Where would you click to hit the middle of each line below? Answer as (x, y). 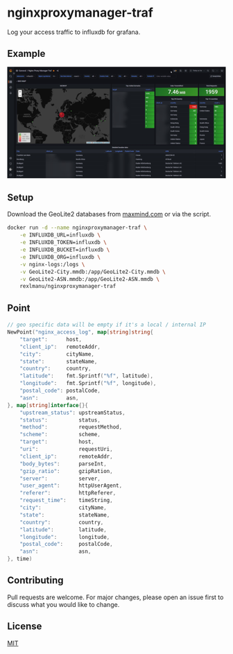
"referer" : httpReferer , (68, 493)
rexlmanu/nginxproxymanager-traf (68, 286)
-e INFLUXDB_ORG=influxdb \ (60, 257)
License (25, 627)
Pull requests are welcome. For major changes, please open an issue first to (115, 597)
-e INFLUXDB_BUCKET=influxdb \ (65, 250)
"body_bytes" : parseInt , (63, 464)
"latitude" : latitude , (63, 530)
